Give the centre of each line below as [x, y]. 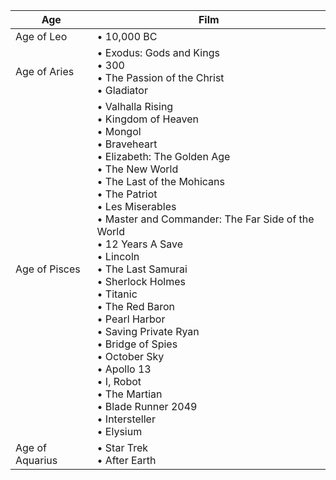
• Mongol [119, 131]
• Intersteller [126, 419]
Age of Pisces [48, 269]
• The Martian [129, 394]
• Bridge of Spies [137, 344]
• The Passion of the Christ [160, 77]
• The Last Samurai [142, 269]
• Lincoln [118, 256]
